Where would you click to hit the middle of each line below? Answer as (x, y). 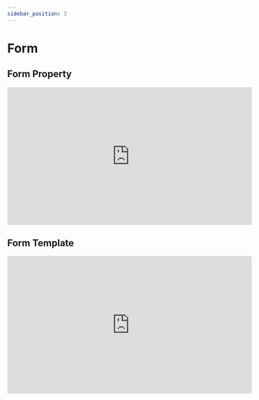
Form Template (41, 243)
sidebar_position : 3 (37, 14)
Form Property (39, 74)
